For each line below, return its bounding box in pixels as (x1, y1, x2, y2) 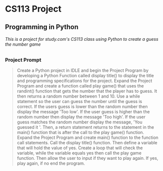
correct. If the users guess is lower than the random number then (17, 103, 148, 110)
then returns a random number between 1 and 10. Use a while (17, 93, 140, 99)
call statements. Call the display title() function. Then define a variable (17, 140, 158, 146)
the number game (5, 41, 41, 47)
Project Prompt (5, 56, 41, 63)
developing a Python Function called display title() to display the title (17, 73, 154, 79)
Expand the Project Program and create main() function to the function (17, 135, 159, 140)
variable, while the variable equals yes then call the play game (17, 150, 142, 156)
